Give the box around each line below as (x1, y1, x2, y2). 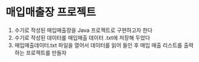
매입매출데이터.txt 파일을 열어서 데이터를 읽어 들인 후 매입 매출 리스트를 (14, 42, 183, 49)
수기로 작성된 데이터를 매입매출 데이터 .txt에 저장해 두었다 (14, 34, 151, 41)
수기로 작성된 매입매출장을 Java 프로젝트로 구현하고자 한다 (14, 26, 152, 34)
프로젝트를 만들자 (25, 49, 67, 56)
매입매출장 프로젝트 (5, 5, 96, 19)
